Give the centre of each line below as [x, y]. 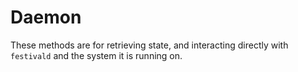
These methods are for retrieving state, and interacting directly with [149, 45]
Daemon [46, 17]
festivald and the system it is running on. [96, 55]
